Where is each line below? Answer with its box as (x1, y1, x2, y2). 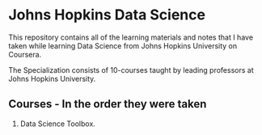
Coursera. (8, 49, 42, 59)
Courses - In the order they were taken (8, 97, 207, 111)
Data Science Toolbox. (19, 119, 95, 129)
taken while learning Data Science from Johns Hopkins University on (8, 40, 238, 50)
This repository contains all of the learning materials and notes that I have (8, 32, 253, 42)
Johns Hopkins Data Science (8, 6, 206, 24)
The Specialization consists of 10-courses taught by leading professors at (8, 65, 254, 74)
